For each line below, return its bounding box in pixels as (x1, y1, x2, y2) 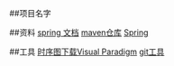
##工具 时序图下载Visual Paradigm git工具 (9, 46, 165, 57)
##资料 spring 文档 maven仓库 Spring (9, 27, 149, 38)
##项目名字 (9, 8, 51, 18)
